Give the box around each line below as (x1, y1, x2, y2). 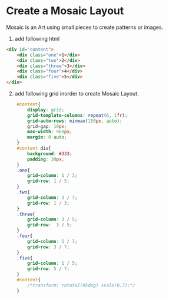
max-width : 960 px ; (27, 129, 72, 135)
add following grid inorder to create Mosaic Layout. (14, 90, 139, 97)
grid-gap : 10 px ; (27, 123, 67, 129)
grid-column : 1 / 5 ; (27, 261, 78, 267)
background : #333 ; (27, 150, 72, 157)
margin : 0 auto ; (27, 134, 67, 140)
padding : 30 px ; (27, 156, 65, 162)
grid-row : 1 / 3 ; (27, 200, 69, 206)
